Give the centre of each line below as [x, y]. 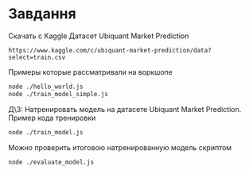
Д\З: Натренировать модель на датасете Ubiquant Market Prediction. [125, 109]
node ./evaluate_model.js [51, 162]
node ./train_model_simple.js [58, 94]
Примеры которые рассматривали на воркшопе [90, 72]
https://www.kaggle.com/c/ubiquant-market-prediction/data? [110, 50]
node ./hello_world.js [46, 87]
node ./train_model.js [46, 132]
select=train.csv [37, 57]
